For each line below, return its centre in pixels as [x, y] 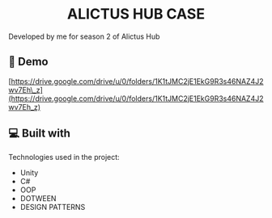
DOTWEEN [38, 198]
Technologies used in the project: [64, 157]
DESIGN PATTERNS [53, 207]
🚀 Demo [28, 62]
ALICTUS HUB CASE [136, 14]
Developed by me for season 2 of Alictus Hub [84, 36]
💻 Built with [40, 134]
